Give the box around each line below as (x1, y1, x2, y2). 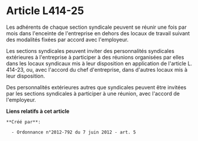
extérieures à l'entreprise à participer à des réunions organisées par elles (6, 53, 184, 61)
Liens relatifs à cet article (6, 108, 70, 115)
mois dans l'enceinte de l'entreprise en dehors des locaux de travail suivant (6, 29, 190, 36)
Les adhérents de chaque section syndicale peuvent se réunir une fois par (6, 23, 187, 31)
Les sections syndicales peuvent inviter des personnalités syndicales (6, 47, 174, 54)
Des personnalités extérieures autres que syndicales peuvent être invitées (6, 83, 187, 90)
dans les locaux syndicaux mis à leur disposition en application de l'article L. (6, 60, 193, 67)
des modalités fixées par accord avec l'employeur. (6, 36, 129, 43)
